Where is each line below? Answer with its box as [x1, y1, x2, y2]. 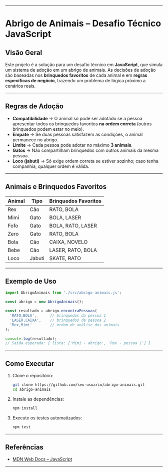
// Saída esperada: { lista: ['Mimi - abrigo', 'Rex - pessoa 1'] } [5, 341, 151, 346]
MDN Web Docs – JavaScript [12, 456, 72, 462]
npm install [12, 405, 37, 411]
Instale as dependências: [12, 396, 64, 402]
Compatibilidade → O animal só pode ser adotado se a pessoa [12, 115, 142, 121]
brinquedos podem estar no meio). [12, 126, 84, 132]
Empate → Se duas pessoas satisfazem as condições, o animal [12, 131, 143, 137]
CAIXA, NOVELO [49, 239, 88, 246]
